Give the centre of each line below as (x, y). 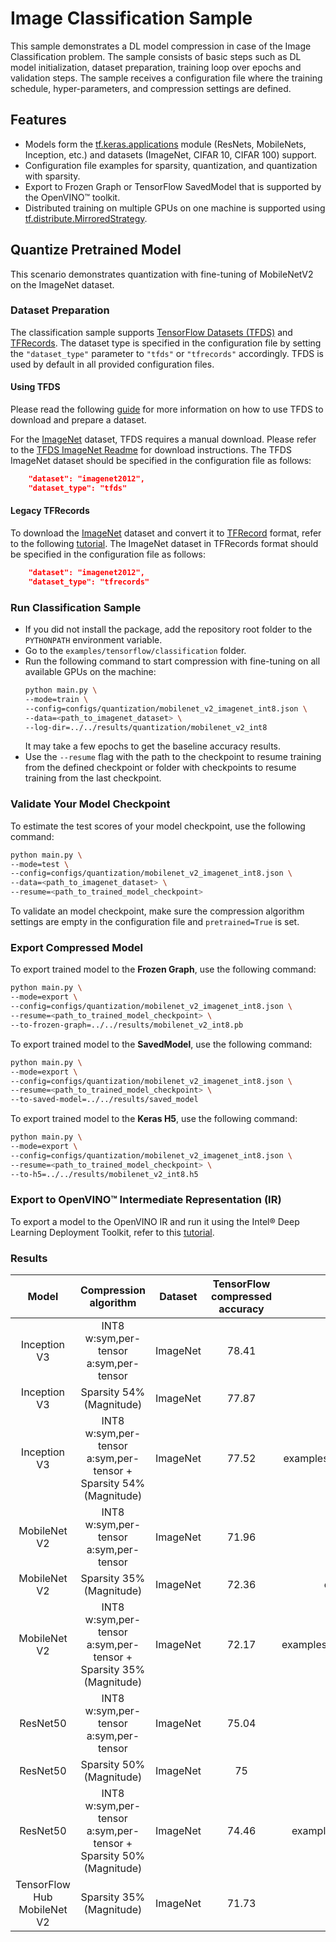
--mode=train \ (56, 699)
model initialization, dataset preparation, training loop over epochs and (156, 67)
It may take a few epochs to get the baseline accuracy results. (152, 746)
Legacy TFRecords (50, 511)
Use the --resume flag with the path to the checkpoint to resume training (173, 757)
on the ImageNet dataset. (62, 284)
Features (38, 120)
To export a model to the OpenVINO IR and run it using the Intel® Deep (155, 1221)
